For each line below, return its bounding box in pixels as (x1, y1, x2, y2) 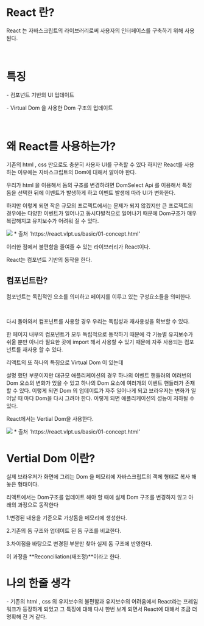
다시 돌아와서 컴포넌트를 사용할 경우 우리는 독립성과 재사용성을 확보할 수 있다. (6, 317, 190, 325)
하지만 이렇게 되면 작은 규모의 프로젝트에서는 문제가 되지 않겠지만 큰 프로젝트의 (6, 202, 194, 209)
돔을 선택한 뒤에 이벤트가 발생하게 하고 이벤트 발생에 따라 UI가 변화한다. (6, 189, 175, 196)
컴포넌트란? (6, 275, 48, 286)
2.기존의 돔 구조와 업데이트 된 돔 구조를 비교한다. (6, 527, 122, 534)
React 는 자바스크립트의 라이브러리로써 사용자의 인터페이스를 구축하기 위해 (6, 27, 184, 34)
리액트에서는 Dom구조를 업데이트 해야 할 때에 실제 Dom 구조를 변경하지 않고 (6, 493, 188, 501)
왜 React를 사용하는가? (6, 139, 116, 153)
